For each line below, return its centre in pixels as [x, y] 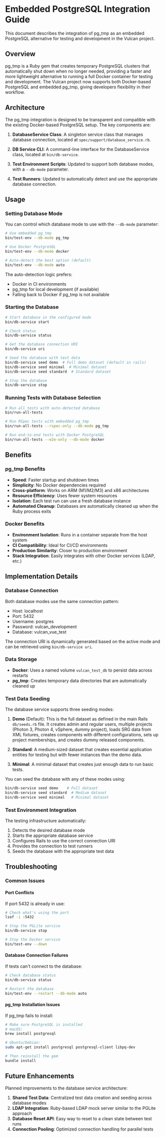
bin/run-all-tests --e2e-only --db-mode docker [55, 439]
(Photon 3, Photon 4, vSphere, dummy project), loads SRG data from [82, 729]
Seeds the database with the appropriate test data [63, 851]
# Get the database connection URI [42, 344]
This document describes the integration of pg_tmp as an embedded [75, 33]
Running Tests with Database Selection [53, 398]
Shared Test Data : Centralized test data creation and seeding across [82, 1098]
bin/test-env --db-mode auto [35, 265]
